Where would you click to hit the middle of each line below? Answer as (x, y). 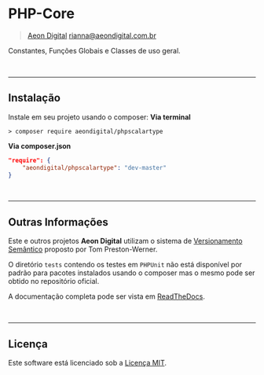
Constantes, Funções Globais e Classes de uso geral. (94, 50)
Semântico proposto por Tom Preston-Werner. (83, 249)
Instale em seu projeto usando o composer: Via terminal (99, 117)
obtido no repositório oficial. (54, 281)
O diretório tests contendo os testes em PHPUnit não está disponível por (125, 265)
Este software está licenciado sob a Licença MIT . (88, 363)
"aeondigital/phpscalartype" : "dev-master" (95, 167)
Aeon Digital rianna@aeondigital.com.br (92, 35)
